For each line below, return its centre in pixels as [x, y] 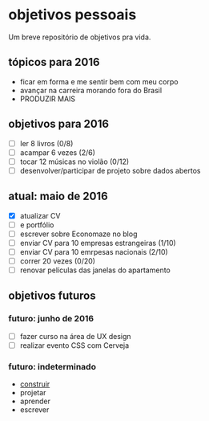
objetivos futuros [52, 296]
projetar [33, 393]
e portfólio [37, 225]
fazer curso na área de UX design [75, 336]
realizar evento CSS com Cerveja [74, 345]
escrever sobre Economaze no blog [78, 234]
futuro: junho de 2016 [51, 319]
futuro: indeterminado [52, 366]
